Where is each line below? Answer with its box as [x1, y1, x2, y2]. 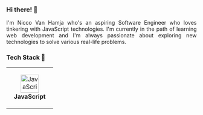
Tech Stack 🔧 [6, 54, 46, 62]
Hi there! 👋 [6, 5, 38, 14]
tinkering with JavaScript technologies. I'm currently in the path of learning [6, 25, 197, 33]
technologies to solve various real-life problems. [6, 39, 127, 46]
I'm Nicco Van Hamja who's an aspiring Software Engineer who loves [6, 19, 197, 26]
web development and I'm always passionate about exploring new [6, 32, 197, 39]
